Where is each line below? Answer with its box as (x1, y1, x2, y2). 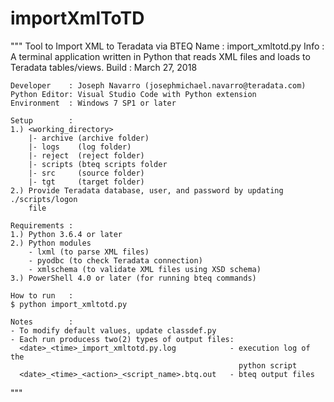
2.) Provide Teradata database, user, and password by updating (10, 185, 284, 196)
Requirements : (10, 220, 74, 231)
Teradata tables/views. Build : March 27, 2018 (10, 61, 198, 73)
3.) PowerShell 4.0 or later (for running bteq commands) (10, 273, 257, 283)
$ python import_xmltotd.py (10, 299, 128, 309)
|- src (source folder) (28, 168, 145, 178)
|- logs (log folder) (28, 142, 132, 152)
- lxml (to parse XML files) (28, 247, 150, 257)
